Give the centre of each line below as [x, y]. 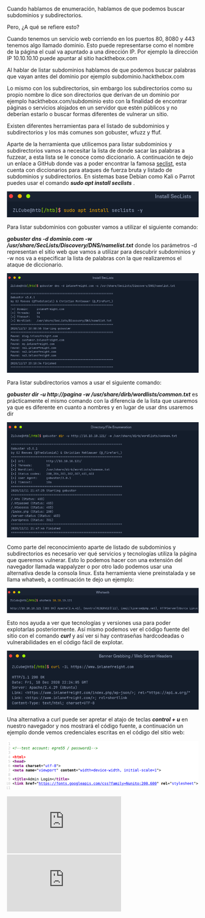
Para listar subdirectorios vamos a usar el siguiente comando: [84, 383]
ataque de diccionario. [35, 265]
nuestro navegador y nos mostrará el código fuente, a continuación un [95, 726]
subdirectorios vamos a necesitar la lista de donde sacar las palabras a [96, 151]
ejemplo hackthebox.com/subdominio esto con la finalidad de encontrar [97, 101]
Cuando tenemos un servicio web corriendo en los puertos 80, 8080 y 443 [101, 39]
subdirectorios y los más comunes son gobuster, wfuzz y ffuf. [84, 132]
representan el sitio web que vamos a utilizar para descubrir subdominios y [101, 252]
